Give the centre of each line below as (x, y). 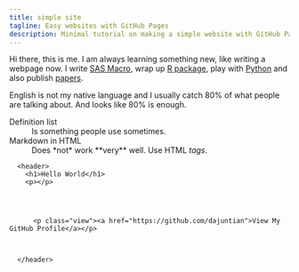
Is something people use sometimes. (99, 132)
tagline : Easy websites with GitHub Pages (89, 26)
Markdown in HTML (45, 141)
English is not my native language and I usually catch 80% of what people (145, 95)
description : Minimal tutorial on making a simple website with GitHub (145, 34)
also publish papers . (46, 78)
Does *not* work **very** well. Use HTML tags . (120, 150)
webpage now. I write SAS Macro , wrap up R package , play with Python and (148, 68)
